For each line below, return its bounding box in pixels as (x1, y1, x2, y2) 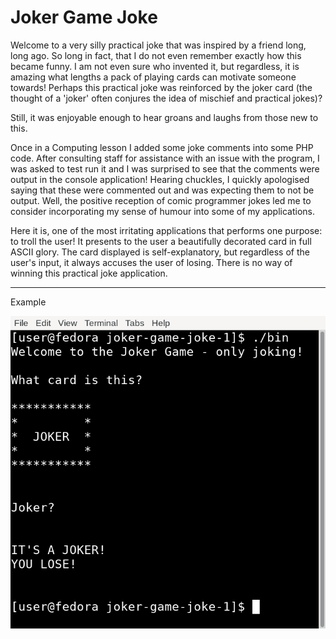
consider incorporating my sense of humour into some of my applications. (10, 205, 315, 217)
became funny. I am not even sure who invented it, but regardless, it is (10, 60, 300, 72)
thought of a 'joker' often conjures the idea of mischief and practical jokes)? (10, 92, 323, 104)
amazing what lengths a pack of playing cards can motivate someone (10, 71, 297, 83)
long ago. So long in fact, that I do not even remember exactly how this (10, 49, 302, 61)
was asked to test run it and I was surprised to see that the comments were (10, 162, 320, 175)
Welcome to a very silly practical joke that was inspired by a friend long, (10, 39, 307, 51)
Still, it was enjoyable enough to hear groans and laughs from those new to (10, 111, 319, 123)
